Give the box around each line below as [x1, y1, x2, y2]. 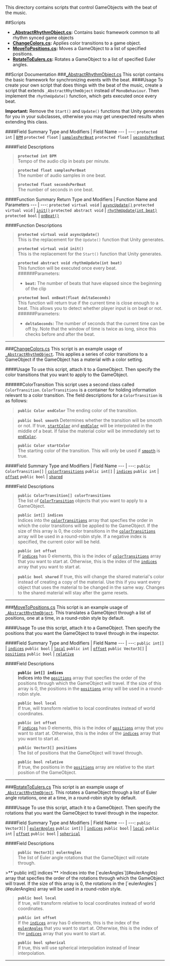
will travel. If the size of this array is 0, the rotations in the [5, 880, 125, 887]
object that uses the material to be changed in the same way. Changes [17, 584, 165, 590]
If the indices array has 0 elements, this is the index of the [17, 920, 140, 925]
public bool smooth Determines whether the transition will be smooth [17, 417, 163, 423]
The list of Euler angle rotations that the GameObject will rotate [17, 855, 149, 860]
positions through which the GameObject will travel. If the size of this [17, 680, 161, 686]
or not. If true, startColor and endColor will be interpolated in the [17, 423, 153, 428]
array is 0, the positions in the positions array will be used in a [17, 686, 148, 692]
